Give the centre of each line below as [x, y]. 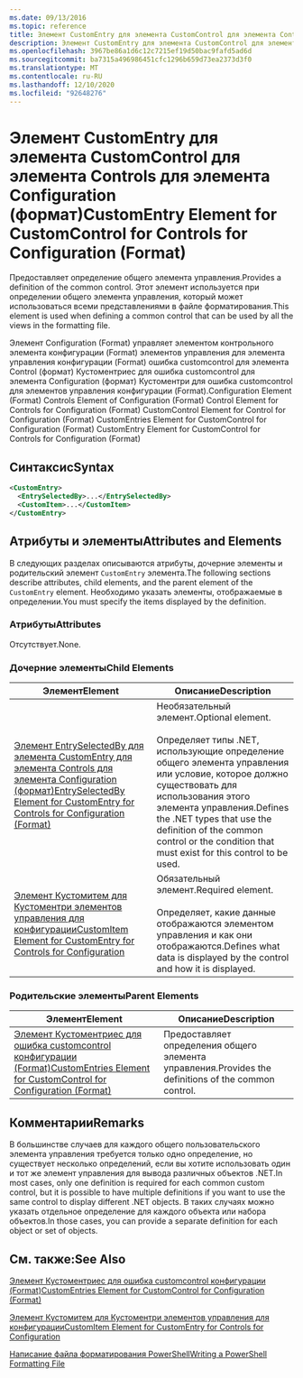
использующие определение [220, 751]
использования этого [203, 796]
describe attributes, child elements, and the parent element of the [131, 582]
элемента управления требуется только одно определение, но [131, 1154]
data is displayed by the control [223, 958]
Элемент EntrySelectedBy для [79, 746]
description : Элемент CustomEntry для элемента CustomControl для [137, 43]
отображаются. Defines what [218, 946]
